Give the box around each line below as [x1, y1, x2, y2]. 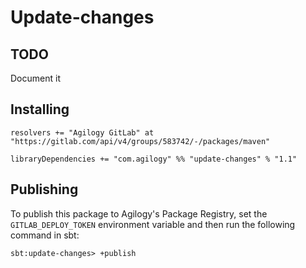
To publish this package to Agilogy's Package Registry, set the [10, 207, 268, 220]
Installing [10, 101, 70, 118]
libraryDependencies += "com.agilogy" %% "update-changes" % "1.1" [10, 154, 298, 164]
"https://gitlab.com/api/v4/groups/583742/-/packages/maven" [10, 136, 271, 146]
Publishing [10, 181, 79, 198]
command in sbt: [10, 229, 80, 241]
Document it [10, 72, 61, 84]
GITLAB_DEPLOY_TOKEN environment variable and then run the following [10, 218, 296, 230]
